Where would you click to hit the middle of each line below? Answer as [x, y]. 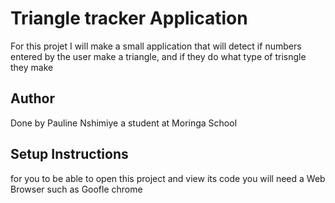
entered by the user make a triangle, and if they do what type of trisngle [158, 56]
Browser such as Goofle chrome [76, 189]
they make [32, 67]
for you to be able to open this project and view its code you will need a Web [168, 178]
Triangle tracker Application [129, 18]
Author [32, 98]
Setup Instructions [69, 154]
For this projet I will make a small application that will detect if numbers [156, 46]
